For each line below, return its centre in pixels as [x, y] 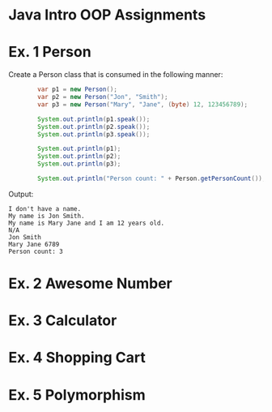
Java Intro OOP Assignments [107, 15]
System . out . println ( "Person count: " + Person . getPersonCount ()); [152, 178]
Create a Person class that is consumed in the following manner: [116, 75]
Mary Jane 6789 [34, 244]
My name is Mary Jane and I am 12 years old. [86, 223]
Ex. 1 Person [50, 52]
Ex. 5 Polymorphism [77, 395]
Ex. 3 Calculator [63, 321]
